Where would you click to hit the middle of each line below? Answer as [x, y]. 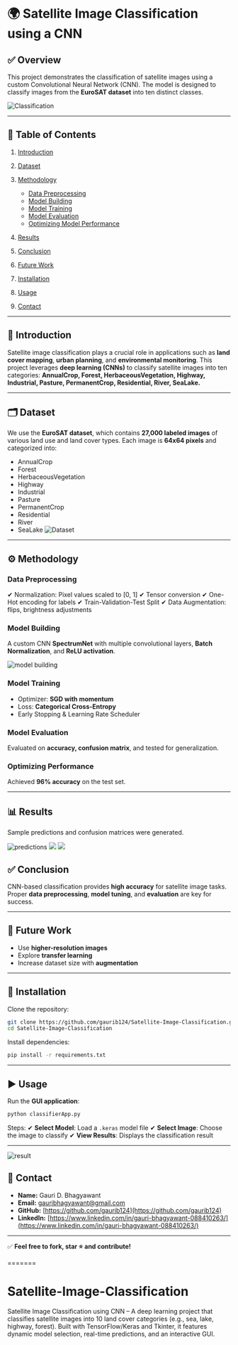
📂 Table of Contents [52, 135]
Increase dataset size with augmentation [78, 963]
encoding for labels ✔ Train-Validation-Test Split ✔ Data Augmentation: [123, 602]
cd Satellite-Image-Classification [60, 1029]
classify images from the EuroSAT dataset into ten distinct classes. [106, 92]
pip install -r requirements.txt [57, 1055]
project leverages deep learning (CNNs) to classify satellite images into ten [118, 368]
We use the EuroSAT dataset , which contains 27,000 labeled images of [113, 433]
